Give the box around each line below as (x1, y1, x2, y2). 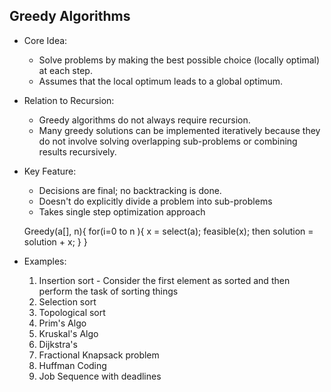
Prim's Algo (38, 317, 87, 329)
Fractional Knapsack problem (38, 349, 160, 361)
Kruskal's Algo (38, 327, 99, 339)
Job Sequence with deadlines (38, 370, 162, 382)
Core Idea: (23, 34, 68, 46)
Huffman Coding (38, 359, 107, 371)
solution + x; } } (23, 235, 88, 248)
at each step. (38, 64, 93, 76)
